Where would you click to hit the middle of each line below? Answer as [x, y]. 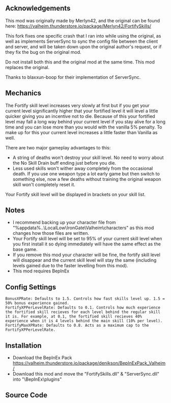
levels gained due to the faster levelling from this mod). [70, 266]
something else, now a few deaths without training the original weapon [87, 179]
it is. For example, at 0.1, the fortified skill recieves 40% [74, 317]
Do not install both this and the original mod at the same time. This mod [80, 62]
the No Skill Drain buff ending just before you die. [64, 163]
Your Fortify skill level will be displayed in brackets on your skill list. [76, 194]
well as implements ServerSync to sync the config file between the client [82, 41]
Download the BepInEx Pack [42, 358]
